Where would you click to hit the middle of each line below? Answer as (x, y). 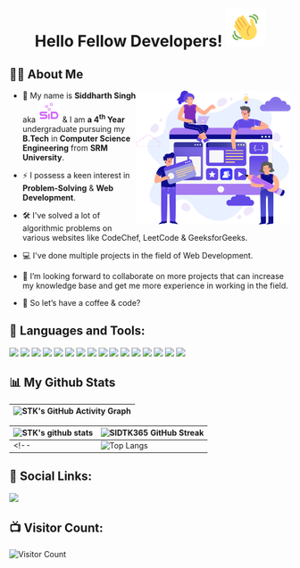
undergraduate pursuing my (73, 129)
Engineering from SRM (65, 148)
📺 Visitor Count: (56, 528)
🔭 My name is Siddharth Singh (79, 95)
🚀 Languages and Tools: (77, 331)
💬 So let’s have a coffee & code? (81, 303)
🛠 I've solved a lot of (61, 215)
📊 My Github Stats (62, 383)
